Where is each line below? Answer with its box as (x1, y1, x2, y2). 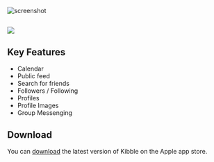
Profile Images (17, 101, 59, 110)
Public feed (17, 72, 50, 80)
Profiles (17, 94, 40, 102)
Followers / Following (17, 87, 79, 95)
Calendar (17, 64, 44, 73)
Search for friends (17, 80, 69, 88)
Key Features (7, 46, 66, 58)
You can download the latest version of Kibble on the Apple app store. (7, 147, 208, 156)
